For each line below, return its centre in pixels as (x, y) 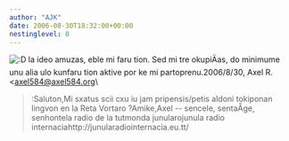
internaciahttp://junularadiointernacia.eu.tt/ (110, 127)
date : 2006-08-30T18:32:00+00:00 (71, 26)
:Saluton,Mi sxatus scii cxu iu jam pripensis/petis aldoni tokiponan (152, 99)
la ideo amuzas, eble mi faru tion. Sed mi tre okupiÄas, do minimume (154, 59)
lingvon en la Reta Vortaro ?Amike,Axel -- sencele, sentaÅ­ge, (143, 108)
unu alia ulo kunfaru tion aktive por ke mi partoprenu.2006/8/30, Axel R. (141, 73)
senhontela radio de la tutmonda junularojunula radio (128, 118)
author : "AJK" (36, 17)
